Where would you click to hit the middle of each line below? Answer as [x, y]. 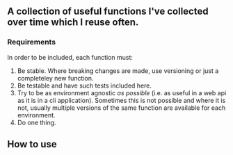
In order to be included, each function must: [70, 57]
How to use [32, 144]
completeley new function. [55, 78]
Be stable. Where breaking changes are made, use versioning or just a [118, 71]
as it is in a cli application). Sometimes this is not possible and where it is [121, 100]
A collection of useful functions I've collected [108, 11]
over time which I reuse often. [73, 23]
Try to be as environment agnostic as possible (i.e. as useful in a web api [122, 92]
